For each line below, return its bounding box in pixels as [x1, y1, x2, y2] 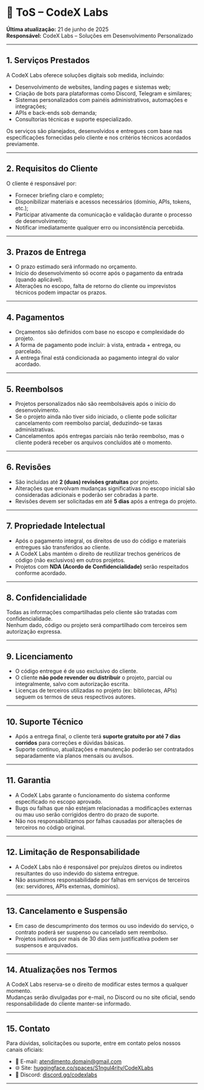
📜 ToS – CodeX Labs [6, 5, 109, 19]
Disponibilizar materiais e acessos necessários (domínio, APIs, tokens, [15, 197, 191, 205]
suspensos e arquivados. [15, 941, 78, 948]
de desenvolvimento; [15, 217, 68, 224]
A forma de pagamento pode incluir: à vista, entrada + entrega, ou [15, 341, 181, 349]
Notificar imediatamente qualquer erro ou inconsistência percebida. [15, 224, 185, 231]
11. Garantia [6, 775, 51, 786]
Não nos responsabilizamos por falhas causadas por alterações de [15, 817, 183, 824]
